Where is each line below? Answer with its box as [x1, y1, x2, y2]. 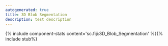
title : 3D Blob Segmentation [5, 12, 67, 17]
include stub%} [5, 36, 38, 42]
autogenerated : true [5, 7, 49, 13]
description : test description [5, 17, 72, 22]
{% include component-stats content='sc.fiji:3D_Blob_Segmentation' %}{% [5, 31, 163, 37]
